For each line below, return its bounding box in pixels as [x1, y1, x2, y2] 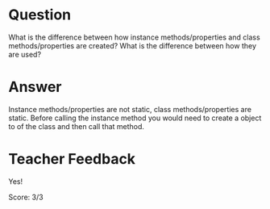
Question [8, 6, 71, 24]
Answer [8, 78, 62, 96]
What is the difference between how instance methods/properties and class [8, 32, 260, 42]
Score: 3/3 [8, 192, 44, 202]
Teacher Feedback [8, 150, 135, 169]
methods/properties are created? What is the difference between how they [8, 40, 256, 50]
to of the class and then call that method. [8, 121, 145, 131]
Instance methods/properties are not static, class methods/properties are [8, 104, 252, 114]
